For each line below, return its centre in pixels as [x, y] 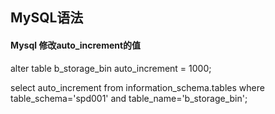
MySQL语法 [47, 18]
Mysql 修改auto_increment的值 [76, 45]
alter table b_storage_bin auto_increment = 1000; [111, 68]
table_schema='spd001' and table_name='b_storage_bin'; [129, 98]
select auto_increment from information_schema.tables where [137, 87]
